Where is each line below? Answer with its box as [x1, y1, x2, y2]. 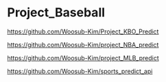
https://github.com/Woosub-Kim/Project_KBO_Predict [7, 27, 159, 36]
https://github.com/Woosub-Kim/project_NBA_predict [7, 40, 159, 49]
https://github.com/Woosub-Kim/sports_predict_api [7, 67, 153, 75]
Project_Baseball [7, 5, 105, 20]
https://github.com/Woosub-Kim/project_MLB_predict [7, 53, 159, 62]
